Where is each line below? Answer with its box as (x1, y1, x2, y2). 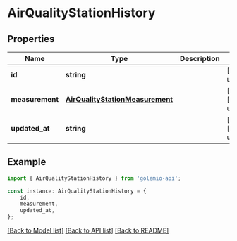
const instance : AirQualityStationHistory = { (7, 188, 147, 195)
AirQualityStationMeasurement (66, 95, 174, 104)
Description (179, 54, 220, 63)
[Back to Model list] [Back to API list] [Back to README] (7, 226, 169, 235)
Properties (7, 33, 55, 45)
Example (7, 156, 47, 168)
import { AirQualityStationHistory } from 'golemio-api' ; (7, 174, 181, 182)
